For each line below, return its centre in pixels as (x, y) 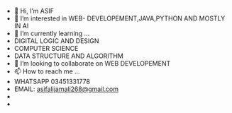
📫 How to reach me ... (47, 71)
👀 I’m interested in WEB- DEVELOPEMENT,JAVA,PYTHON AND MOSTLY (120, 18)
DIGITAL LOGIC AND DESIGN (56, 41)
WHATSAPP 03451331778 (52, 82)
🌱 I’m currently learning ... (52, 33)
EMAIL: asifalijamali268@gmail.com (66, 89)
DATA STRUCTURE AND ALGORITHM (69, 56)
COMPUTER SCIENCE (46, 48)
